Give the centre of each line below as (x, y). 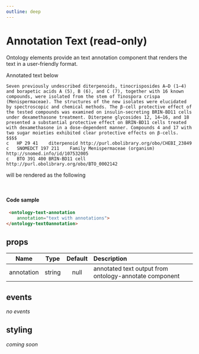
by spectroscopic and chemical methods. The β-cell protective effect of (99, 107)
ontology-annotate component (137, 276)
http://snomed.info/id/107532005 (47, 154)
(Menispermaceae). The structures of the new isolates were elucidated (96, 101)
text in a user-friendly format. (42, 63)
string (52, 272)
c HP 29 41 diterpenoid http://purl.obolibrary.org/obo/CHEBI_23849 (99, 143)
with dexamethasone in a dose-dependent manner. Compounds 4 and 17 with (99, 127)
